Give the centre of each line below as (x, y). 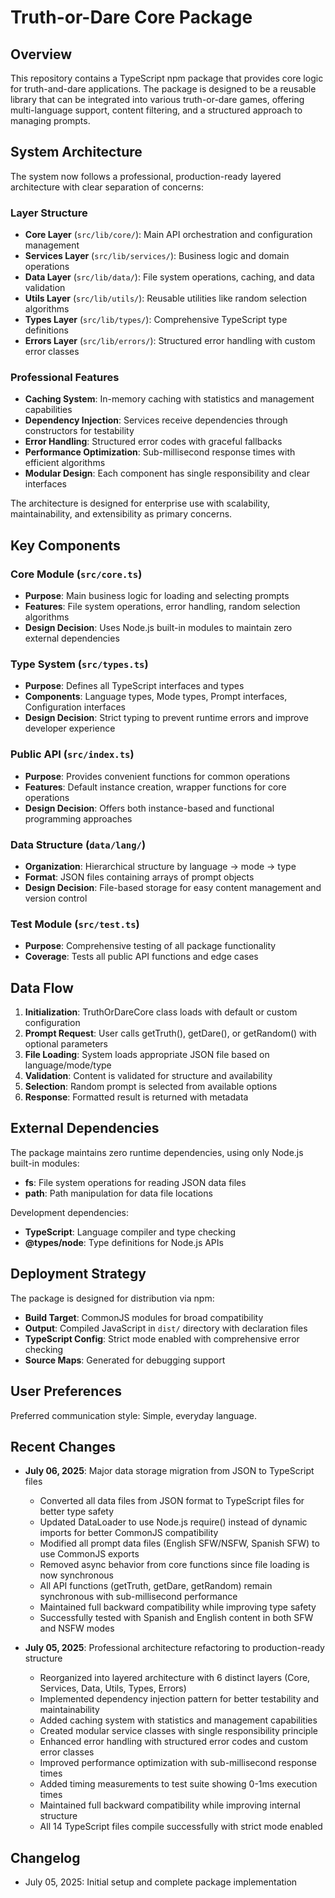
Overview (41, 54)
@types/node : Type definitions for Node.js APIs (124, 1242)
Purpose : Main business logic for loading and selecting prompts (157, 596)
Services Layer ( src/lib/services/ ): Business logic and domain (157, 256)
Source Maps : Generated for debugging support (125, 1360)
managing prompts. (50, 120)
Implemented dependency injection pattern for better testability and (179, 1699)
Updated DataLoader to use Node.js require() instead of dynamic (173, 1522)
